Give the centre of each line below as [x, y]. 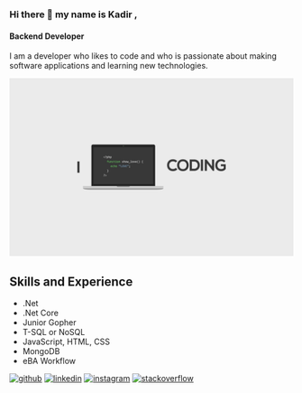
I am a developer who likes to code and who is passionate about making [143, 56]
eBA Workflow [49, 360]
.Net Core [40, 313]
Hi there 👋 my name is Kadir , [73, 14]
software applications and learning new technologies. [109, 66]
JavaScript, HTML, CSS [66, 342]
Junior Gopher [49, 322]
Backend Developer [47, 36]
